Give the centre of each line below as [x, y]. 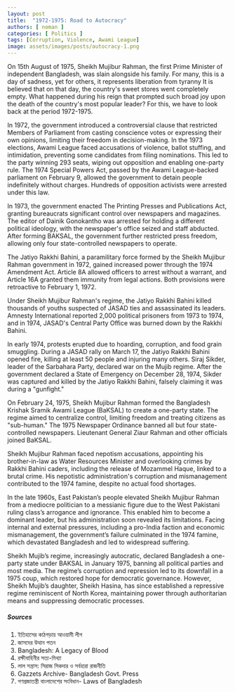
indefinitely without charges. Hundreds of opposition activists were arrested [117, 185]
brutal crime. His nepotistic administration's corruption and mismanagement [117, 476]
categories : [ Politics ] [45, 33]
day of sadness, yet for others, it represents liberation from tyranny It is [110, 81]
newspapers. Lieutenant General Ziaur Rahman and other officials [133, 433]
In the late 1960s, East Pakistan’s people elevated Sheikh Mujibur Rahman [113, 497]
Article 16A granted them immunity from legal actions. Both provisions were [116, 279]
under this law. [28, 192]
